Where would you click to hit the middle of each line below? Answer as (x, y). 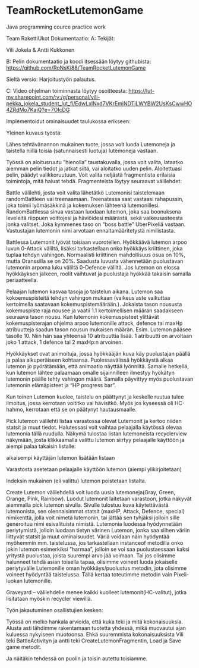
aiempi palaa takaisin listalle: (41, 446)
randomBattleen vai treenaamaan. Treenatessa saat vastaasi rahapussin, (95, 199)
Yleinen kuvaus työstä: (34, 133)
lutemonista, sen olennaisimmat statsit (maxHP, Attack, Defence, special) (96, 511)
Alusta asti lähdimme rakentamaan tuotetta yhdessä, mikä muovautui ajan (96, 628)
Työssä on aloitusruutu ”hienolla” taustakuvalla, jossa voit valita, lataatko (95, 162)
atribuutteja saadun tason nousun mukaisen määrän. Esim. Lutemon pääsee (99, 329)
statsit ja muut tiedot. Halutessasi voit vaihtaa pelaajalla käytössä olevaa (94, 427)
